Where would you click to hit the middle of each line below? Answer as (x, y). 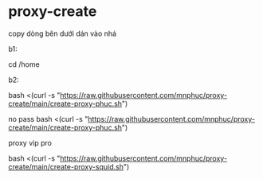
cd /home (24, 64)
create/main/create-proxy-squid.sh (66, 166)
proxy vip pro (30, 142)
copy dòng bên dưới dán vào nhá (63, 33)
